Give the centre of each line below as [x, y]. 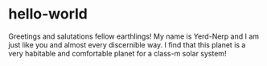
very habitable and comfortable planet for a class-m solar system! [117, 53]
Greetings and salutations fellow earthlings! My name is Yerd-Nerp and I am [134, 36]
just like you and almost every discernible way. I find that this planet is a [127, 44]
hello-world [48, 14]
